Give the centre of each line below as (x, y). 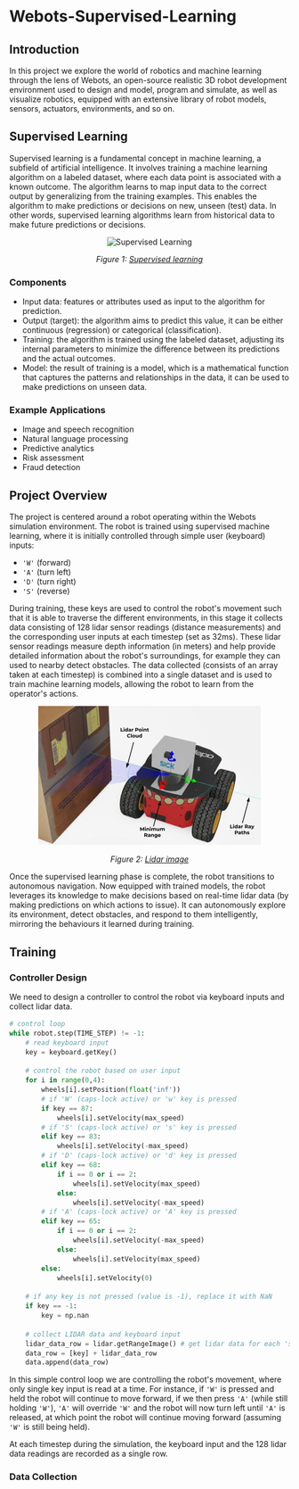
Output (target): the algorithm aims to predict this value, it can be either (153, 321)
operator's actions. (44, 694)
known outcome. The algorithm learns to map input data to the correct (138, 186)
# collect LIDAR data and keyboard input (103, 1334)
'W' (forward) (46, 563)
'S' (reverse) (46, 591)
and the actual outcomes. (69, 359)
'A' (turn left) (46, 572)
